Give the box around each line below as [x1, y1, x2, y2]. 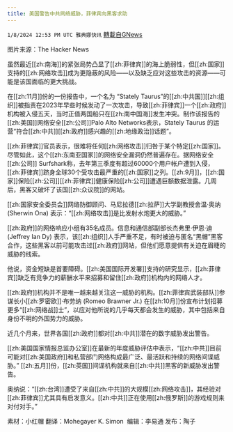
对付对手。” [7, 402, 38, 410]
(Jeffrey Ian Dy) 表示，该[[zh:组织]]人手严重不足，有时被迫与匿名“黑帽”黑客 [7, 232, 223, 240]
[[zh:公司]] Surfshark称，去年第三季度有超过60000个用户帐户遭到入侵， [7, 159, 214, 167]
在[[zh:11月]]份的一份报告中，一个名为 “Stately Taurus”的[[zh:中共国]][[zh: [7, 92, 219, 100]
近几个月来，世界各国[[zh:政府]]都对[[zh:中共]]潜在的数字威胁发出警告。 [7, 329, 214, 337]
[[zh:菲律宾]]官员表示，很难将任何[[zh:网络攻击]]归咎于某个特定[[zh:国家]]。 [7, 141, 225, 150]
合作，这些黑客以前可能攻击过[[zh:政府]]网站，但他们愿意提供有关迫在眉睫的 [7, 241, 226, 249]
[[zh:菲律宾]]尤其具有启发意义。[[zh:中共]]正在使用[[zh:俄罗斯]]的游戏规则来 [7, 393, 225, 401]
